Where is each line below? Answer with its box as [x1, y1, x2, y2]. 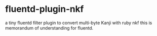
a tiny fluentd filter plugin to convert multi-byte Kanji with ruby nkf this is [5, 20, 152, 26]
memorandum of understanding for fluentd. [5, 25, 94, 31]
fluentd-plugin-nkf [5, 3, 84, 15]
